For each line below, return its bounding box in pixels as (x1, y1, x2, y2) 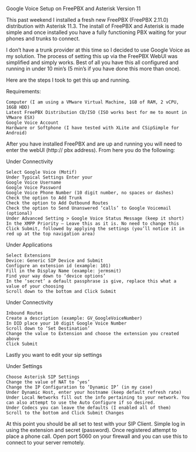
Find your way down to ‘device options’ (6, 273, 106, 279)
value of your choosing (6, 284, 64, 289)
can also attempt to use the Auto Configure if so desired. (6, 400, 156, 406)
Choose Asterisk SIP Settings (6, 374, 80, 380)
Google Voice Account (6, 120, 59, 126)
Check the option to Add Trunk (6, 195, 82, 201)
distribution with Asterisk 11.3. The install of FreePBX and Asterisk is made (6, 23, 184, 29)
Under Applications (6, 241, 53, 248)
